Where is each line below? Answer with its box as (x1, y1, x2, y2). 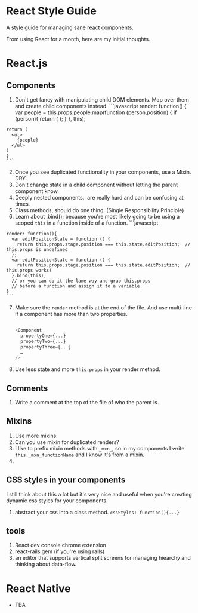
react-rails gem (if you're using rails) (14, 548, 105, 555)
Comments (6, 383, 48, 393)
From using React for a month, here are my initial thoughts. (6, 35, 150, 42)
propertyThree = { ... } (20, 344, 72, 350)
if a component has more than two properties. (14, 310, 128, 317)
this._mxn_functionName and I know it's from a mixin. (14, 451, 145, 458)
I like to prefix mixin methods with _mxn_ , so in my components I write (14, 445, 185, 452)
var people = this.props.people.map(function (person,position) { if (14, 109, 177, 116)
